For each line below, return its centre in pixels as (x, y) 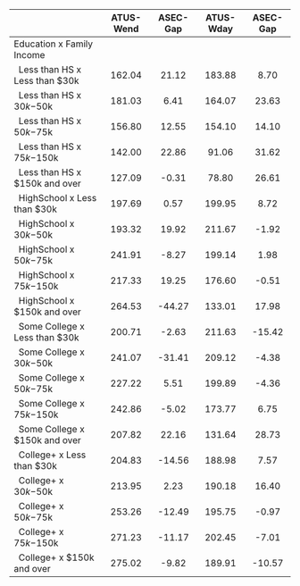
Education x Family (54, 44)
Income (29, 55)
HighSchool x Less (58, 198)
